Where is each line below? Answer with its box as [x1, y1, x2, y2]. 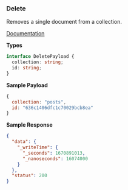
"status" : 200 [12, 172, 47, 179]
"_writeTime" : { [17, 144, 59, 150]
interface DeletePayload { [6, 54, 75, 60]
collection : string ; [12, 59, 64, 65]
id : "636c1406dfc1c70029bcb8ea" [12, 105, 94, 111]
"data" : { [12, 139, 36, 145]
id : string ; [12, 65, 42, 71]
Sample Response [6, 121, 53, 128]
